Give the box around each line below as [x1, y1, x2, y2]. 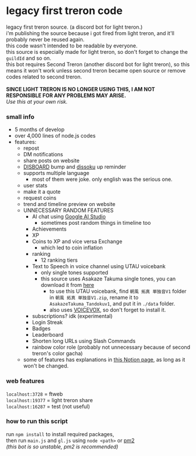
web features [6, 377, 45, 385]
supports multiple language [23, 170, 90, 177]
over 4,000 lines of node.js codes [14, 132, 96, 139]
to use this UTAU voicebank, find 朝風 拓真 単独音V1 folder [49, 288, 187, 295]
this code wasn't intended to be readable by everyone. [6, 42, 137, 49]
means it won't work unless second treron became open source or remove [6, 67, 186, 74]
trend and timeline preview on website [23, 201, 116, 208]
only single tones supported [40, 269, 108, 276]
